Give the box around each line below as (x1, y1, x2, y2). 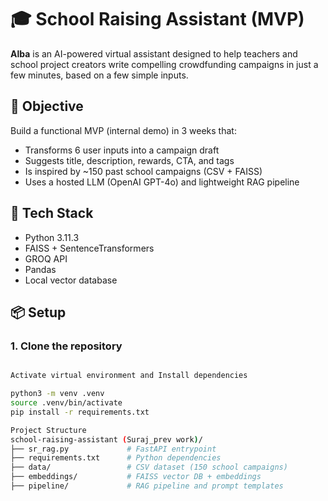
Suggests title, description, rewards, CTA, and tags (24, 154, 235, 166)
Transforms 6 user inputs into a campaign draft (24, 144, 220, 156)
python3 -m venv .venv (10, 389, 105, 399)
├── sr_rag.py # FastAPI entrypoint (10, 444, 217, 454)
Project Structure (10, 425, 87, 435)
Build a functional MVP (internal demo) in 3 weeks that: (10, 124, 237, 136)
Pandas (24, 263, 57, 275)
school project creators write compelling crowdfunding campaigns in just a (10, 58, 319, 70)
